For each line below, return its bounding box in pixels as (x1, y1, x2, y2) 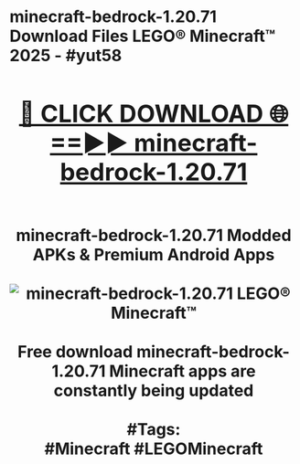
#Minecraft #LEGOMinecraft (44, 438, 263, 459)
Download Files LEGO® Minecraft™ (9, 26, 276, 47)
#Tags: (126, 418, 181, 439)
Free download (17, 341, 134, 362)
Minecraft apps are (109, 361, 256, 381)
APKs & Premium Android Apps (32, 244, 275, 265)
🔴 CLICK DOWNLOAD (18, 98, 263, 129)
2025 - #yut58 (9, 46, 123, 66)
